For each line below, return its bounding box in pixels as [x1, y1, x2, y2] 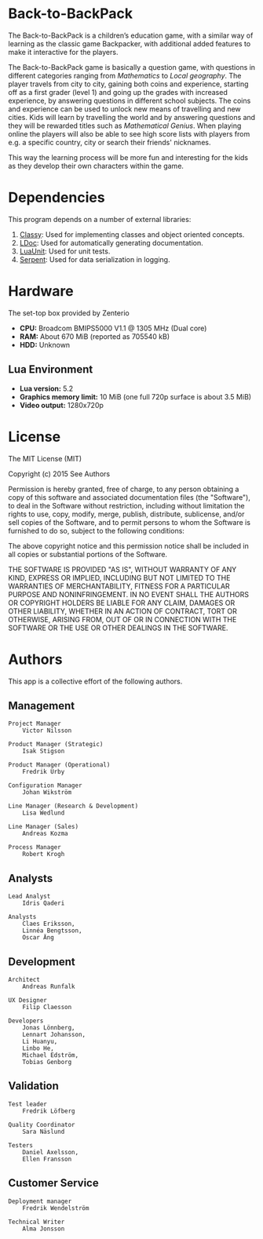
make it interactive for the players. [8, 47, 119, 56]
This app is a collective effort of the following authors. [8, 676, 183, 686]
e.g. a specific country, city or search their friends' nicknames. [8, 137, 211, 147]
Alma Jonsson [22, 1225, 65, 1233]
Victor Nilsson [22, 727, 72, 734]
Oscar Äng [22, 934, 55, 942]
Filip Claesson [22, 1003, 72, 1011]
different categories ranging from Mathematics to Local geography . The [8, 71, 242, 80]
